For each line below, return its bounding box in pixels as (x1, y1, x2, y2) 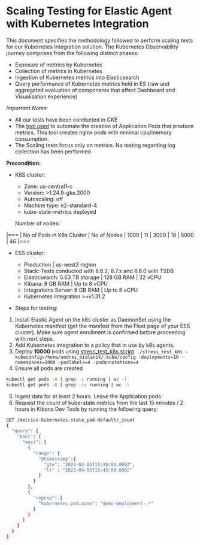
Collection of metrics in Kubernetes (14, 67, 103, 74)
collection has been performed (14, 148, 92, 155)
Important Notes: (6, 104, 49, 111)
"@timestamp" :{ (38, 456, 77, 462)
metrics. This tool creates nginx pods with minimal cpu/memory (14, 129, 172, 136)
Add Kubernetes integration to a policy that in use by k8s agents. (14, 341, 175, 349)
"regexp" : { (32, 495, 63, 501)
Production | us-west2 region (23, 261, 96, 268)
